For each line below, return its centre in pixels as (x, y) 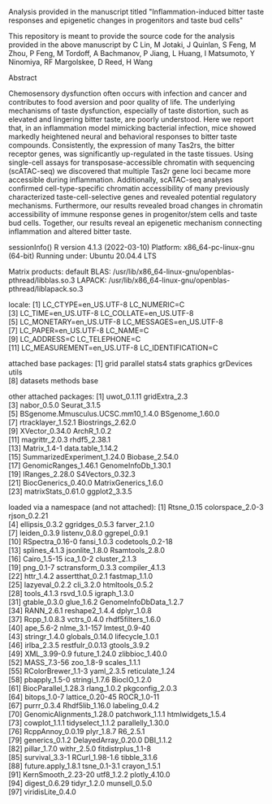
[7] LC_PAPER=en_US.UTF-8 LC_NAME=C (79, 331)
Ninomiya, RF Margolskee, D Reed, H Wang (80, 62)
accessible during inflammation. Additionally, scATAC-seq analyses (121, 179)
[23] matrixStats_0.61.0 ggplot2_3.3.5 (70, 491)
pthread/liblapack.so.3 (46, 289)
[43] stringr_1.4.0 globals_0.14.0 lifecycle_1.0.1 (84, 636)
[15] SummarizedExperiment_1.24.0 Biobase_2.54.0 (93, 457)
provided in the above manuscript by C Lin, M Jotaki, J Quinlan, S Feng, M (132, 45)
